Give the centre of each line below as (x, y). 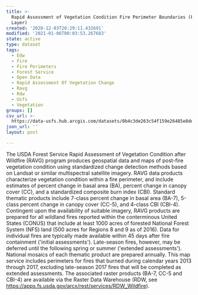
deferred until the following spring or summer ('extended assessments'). (94, 248)
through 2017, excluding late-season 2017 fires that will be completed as (94, 267)
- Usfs (19, 99)
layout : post (22, 132)
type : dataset (24, 45)
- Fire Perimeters (34, 66)
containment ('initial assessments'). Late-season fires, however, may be (93, 242)
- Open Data (26, 77)
